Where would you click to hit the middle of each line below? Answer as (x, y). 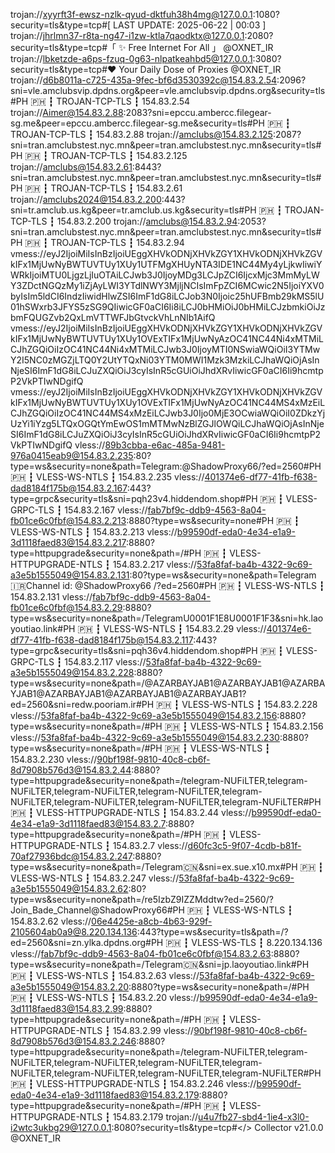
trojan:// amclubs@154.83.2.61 (71, 167)
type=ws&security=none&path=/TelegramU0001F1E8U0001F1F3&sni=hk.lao (167, 618)
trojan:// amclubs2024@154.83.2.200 (86, 199)
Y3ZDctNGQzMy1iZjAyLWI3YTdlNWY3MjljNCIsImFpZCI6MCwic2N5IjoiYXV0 (167, 285)
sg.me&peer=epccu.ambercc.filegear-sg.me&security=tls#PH (137, 123)
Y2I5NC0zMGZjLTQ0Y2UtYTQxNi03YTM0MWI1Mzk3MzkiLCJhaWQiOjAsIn (165, 360)
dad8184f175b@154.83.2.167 (69, 488)
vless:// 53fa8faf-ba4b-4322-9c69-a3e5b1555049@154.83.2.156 (144, 715)
